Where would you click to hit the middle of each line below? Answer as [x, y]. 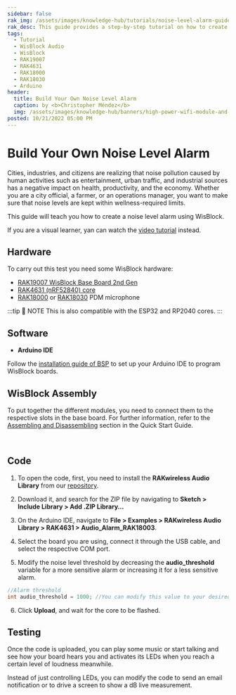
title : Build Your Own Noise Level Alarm [75, 99]
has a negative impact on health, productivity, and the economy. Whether [113, 188]
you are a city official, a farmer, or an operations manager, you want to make [118, 195]
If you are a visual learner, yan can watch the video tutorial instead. [104, 230]
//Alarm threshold [34, 590]
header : [19, 92]
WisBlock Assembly [52, 394]
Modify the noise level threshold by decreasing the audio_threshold [116, 562]
